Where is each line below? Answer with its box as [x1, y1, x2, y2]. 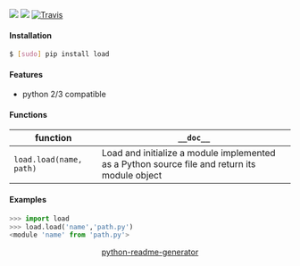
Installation [9, 29, 52, 40]
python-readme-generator [101, 246, 199, 258]
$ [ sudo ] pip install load [9, 50, 110, 59]
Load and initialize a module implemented [101, 147, 276, 160]
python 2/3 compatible [21, 89, 107, 100]
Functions [9, 109, 47, 120]
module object [101, 170, 162, 182]
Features [9, 69, 43, 79]
